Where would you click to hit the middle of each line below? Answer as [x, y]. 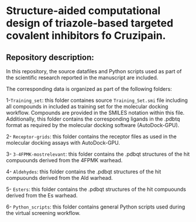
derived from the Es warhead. [42, 195]
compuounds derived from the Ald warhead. [59, 178]
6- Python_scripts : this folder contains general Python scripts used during [96, 207]
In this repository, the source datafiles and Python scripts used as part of [94, 71]
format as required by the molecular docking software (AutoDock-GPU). [93, 125]
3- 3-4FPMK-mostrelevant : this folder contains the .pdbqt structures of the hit [98, 154]
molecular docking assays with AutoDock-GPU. [63, 143]
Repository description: [50, 57]
